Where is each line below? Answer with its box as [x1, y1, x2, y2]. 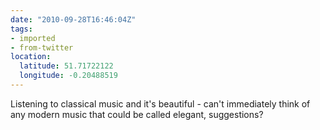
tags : [10, 24, 33, 34]
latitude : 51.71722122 [19, 61, 114, 71]
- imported [10, 33, 56, 43]
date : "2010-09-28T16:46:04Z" [10, 14, 137, 25]
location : [10, 52, 52, 62]
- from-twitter [10, 42, 74, 53]
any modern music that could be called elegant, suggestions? [10, 108, 264, 120]
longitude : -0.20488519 [19, 71, 118, 81]
